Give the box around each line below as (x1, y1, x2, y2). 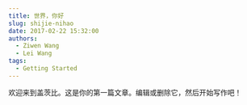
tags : (8, 57, 27, 65)
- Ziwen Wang (15, 42, 60, 50)
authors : (8, 34, 38, 43)
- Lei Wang (15, 49, 52, 57)
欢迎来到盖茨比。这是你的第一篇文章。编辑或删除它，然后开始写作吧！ (8, 87, 242, 97)
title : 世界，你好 (8, 11, 65, 20)
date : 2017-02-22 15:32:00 (8, 27, 99, 35)
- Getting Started (15, 65, 78, 73)
